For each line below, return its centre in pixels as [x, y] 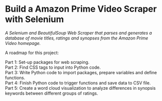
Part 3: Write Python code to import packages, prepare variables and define [81, 72]
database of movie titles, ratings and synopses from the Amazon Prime [77, 38]
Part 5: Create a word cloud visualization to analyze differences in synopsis [80, 88]
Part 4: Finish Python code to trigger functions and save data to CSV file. [78, 83]
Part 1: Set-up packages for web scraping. [47, 62]
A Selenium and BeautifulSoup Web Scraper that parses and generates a [79, 33]
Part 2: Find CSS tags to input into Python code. [53, 67]
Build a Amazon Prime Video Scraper [81, 9]
